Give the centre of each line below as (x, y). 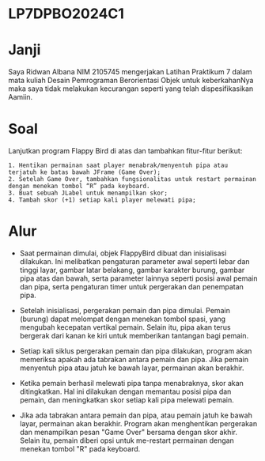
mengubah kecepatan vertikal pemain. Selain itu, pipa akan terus (125, 327)
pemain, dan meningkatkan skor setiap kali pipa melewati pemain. (127, 400)
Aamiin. (21, 97)
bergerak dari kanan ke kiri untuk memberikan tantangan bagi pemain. (134, 336)
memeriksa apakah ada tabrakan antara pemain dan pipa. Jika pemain (134, 359)
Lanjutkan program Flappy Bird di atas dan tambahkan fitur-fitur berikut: (125, 151)
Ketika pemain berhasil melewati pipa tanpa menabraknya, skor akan (131, 383)
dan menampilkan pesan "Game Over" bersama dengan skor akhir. (128, 432)
